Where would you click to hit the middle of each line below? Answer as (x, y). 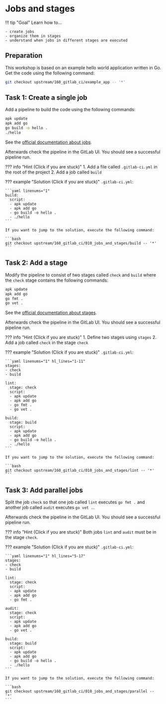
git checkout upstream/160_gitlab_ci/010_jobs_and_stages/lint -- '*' (80, 471)
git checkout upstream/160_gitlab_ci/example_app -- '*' (65, 82)
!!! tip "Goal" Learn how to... (34, 22)
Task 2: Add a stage (37, 263)
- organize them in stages (33, 36)
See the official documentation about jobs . (48, 142)
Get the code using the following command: (50, 73)
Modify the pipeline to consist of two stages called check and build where (81, 275)
